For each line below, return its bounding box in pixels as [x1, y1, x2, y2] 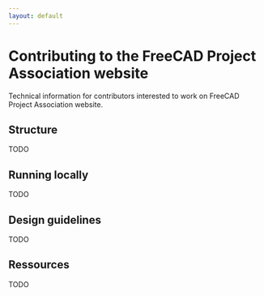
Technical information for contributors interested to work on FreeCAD [8, 91, 241, 101]
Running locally [8, 168, 89, 182]
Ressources [8, 258, 70, 272]
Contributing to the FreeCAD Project [8, 46, 257, 65]
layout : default [8, 11, 63, 20]
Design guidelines [8, 212, 101, 227]
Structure [8, 122, 58, 136]
